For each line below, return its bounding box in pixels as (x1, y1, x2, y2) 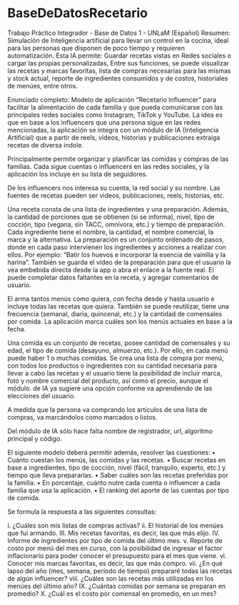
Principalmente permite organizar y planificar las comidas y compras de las (7, 155, 229, 163)
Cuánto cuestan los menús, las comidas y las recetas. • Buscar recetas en (7, 455, 226, 464)
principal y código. (7, 434, 63, 443)
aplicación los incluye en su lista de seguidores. (7, 170, 148, 178)
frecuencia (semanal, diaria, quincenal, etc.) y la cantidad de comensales (7, 309, 223, 318)
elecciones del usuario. (7, 391, 76, 400)
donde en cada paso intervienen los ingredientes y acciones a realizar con (7, 242, 227, 251)
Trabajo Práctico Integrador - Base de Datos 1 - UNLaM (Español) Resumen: (7, 29, 230, 37)
